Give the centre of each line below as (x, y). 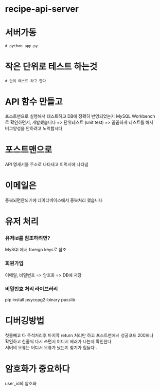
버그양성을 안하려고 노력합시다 (34, 128)
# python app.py (21, 46)
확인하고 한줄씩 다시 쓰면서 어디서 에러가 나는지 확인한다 (58, 341)
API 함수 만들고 (34, 102)
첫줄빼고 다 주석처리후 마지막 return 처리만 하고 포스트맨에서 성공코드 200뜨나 (79, 335)
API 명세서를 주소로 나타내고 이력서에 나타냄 (47, 164)
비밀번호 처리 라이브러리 (32, 289)
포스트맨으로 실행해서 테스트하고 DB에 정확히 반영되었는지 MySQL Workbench (80, 116)
